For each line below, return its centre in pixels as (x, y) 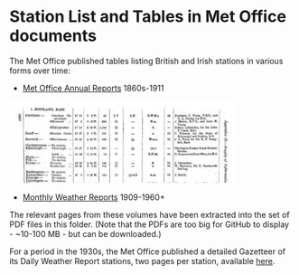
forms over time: (40, 71)
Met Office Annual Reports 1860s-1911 (93, 88)
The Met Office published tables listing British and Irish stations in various (146, 61)
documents (53, 36)
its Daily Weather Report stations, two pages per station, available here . (142, 261)
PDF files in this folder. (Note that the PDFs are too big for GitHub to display (149, 224)
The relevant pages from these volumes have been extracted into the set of (150, 214)
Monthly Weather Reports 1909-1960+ (93, 197)
